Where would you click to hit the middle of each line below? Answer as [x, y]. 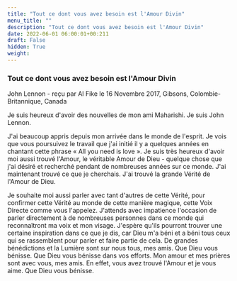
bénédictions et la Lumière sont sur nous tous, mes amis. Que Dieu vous [112, 248]
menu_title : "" [30, 21]
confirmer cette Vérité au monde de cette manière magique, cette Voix [110, 203]
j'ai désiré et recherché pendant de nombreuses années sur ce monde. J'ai [117, 167]
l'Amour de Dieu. [31, 182]
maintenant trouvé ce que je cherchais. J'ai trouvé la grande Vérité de [109, 174]
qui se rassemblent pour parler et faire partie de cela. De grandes [103, 241]
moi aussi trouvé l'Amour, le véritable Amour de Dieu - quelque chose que [115, 159]
